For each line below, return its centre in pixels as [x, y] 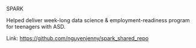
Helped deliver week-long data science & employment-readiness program [98, 20]
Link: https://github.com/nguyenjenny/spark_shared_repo [77, 38]
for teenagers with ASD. [36, 27]
